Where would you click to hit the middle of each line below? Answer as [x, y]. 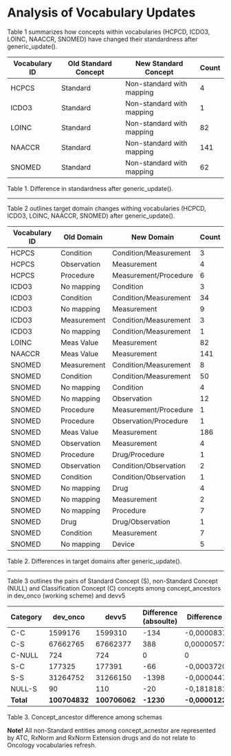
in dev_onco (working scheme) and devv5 [66, 595]
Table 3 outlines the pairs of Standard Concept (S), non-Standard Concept [112, 581]
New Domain [153, 237]
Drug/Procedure [139, 454]
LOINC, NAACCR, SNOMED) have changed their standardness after [102, 39]
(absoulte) [160, 621]
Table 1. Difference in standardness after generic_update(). [90, 188]
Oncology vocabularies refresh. [52, 745]
